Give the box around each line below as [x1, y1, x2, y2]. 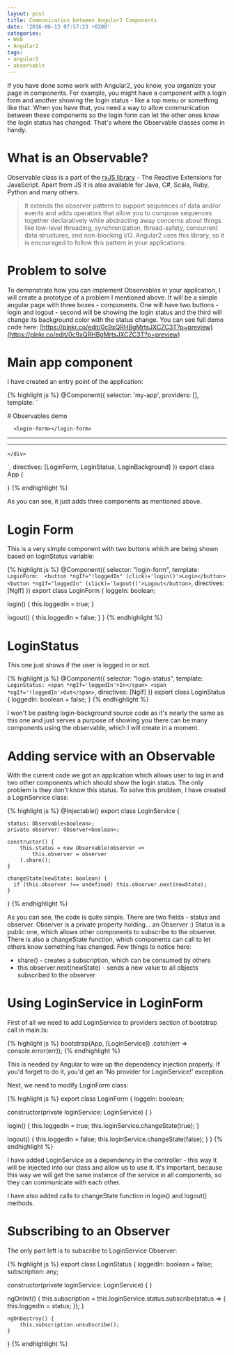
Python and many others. [7, 187, 80, 196]
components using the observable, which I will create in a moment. [7, 724, 200, 732]
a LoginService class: [7, 793, 69, 802]
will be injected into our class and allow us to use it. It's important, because [7, 1163, 223, 1172]
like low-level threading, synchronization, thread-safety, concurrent [24, 224, 218, 232]
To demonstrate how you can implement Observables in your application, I [7, 286, 221, 294]
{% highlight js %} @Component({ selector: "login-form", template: [7, 566, 200, 574]
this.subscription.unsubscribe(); [19, 1322, 120, 1329]
